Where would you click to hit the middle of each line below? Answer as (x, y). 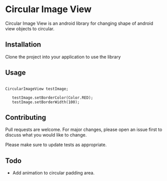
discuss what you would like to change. (46, 135)
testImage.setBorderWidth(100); (46, 102)
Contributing (26, 117)
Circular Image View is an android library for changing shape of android (79, 23)
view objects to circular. (30, 28)
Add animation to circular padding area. (53, 173)
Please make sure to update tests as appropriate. (56, 145)
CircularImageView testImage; (37, 89)
